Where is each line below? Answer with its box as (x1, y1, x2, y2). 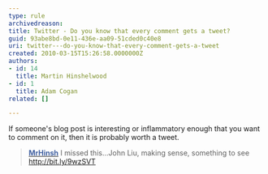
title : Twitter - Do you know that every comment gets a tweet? (8, 27, 231, 35)
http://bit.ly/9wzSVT (28, 157, 96, 167)
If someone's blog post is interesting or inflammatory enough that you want (8, 124, 261, 134)
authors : (8, 57, 38, 66)
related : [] (8, 95, 49, 103)
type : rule (8, 11, 45, 20)
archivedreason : (8, 19, 63, 28)
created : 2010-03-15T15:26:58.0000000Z (8, 49, 144, 57)
